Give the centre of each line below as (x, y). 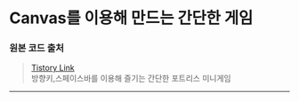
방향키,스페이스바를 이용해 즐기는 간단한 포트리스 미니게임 (131, 78)
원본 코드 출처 (37, 48)
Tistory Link (53, 68)
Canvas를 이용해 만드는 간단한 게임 (131, 18)
